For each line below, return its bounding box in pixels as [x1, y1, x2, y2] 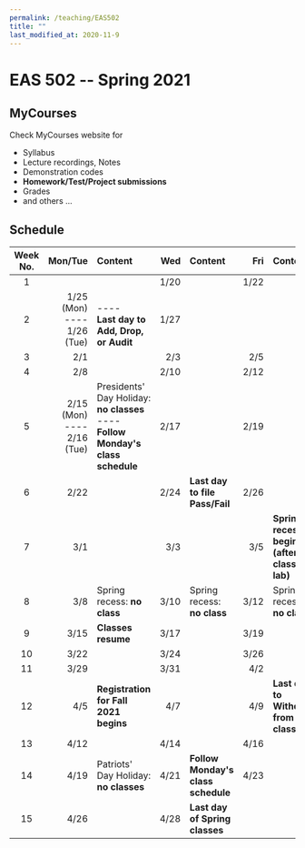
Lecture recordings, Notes [22, 156, 121, 168]
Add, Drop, [96, 325, 144, 338]
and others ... [22, 196, 73, 207]
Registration [96, 683, 152, 696]
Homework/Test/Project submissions [22, 177, 167, 187]
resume [96, 633, 131, 646]
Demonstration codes [22, 167, 104, 177]
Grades [22, 186, 51, 197]
